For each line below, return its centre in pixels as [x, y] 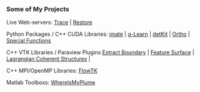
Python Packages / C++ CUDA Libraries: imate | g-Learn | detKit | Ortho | [98, 34]
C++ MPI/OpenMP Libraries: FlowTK [52, 71]
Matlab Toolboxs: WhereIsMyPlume [51, 83]
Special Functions [29, 41]
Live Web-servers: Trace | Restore [49, 23]
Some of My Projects [38, 9]
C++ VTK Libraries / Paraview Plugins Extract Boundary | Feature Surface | [100, 52]
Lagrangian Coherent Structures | [48, 59]
